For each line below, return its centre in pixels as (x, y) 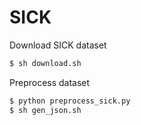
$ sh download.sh (45, 63)
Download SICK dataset (58, 45)
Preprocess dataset (50, 82)
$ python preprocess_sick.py (70, 101)
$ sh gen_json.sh (45, 110)
